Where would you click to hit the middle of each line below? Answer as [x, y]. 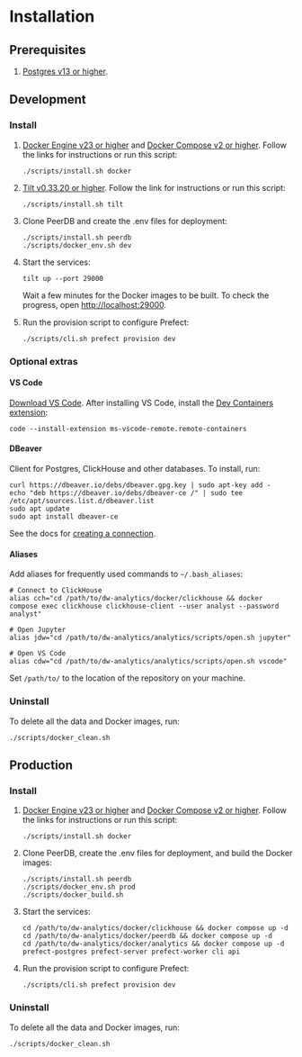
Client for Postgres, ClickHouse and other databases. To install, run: [135, 469]
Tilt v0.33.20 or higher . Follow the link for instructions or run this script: [154, 187]
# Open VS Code [38, 654]
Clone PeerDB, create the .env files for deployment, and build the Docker [157, 854]
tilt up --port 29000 [62, 278]
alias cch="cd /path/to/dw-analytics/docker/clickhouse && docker [136, 599]
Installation [52, 17]
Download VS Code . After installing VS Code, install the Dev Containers [142, 402]
